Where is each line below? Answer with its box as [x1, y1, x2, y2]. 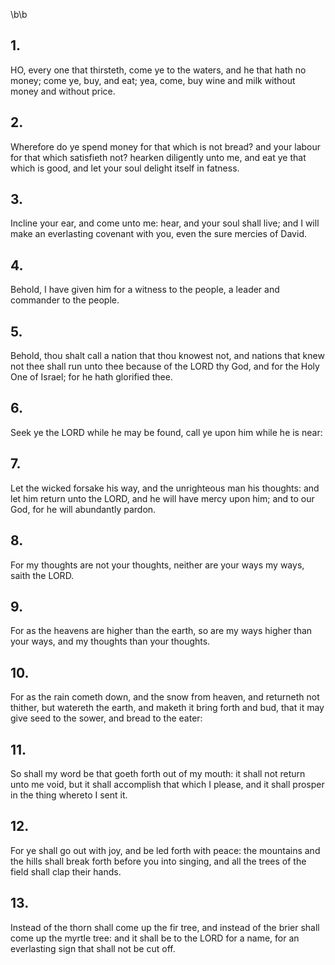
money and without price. [10, 85, 116, 97]
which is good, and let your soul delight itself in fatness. [10, 162, 240, 174]
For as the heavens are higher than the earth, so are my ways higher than [10, 625, 313, 637]
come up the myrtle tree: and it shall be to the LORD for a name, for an [10, 932, 300, 944]
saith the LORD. [10, 569, 75, 581]
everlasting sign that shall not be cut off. [10, 942, 176, 954]
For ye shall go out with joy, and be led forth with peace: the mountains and [10, 844, 321, 856]
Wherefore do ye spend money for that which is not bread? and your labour [10, 140, 322, 153]
